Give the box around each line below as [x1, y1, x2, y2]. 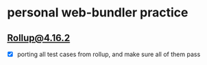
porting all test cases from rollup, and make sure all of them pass [16, 50, 201, 58]
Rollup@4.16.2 [7, 32, 71, 44]
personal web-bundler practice [7, 5, 188, 21]
